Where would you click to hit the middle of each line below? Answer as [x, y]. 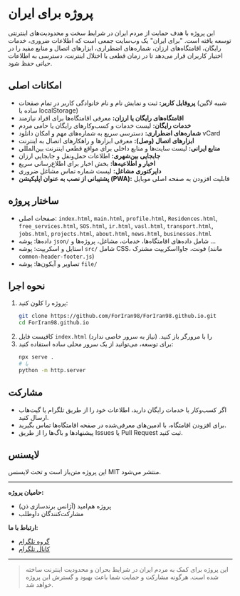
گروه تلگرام [34, 541]
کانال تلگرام [34, 549]
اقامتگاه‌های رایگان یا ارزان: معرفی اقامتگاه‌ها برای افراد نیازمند [101, 118]
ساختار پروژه [33, 201]
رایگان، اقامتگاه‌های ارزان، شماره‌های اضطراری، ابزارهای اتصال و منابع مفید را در [115, 48]
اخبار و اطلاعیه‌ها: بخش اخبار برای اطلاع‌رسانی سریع [87, 163]
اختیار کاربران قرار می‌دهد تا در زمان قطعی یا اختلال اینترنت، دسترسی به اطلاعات [115, 56]
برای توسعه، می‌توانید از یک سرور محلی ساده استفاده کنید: [96, 344]
